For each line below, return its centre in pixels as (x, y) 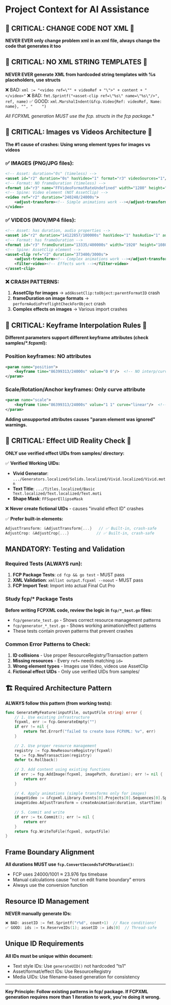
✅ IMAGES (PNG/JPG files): (40, 163)
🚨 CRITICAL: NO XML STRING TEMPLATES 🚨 (76, 62)
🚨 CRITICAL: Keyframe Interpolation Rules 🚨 (76, 325)
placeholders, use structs (33, 80)
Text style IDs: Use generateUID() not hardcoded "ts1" (69, 966)
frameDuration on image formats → (51, 298)
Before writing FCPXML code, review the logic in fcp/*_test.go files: (79, 610)
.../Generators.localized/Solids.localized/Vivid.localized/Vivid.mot (89, 479)
